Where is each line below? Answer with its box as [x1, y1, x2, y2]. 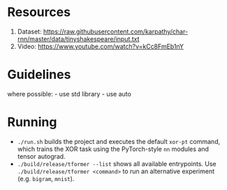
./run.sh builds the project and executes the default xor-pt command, [17, 137, 221, 145]
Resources [7, 4, 71, 20]
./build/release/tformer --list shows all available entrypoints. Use [17, 159, 217, 168]
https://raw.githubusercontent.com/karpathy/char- [43, 27, 189, 36]
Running [7, 115, 57, 130]
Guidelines [7, 67, 71, 82]
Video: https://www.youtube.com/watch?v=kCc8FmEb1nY [17, 42, 184, 50]
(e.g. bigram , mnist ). [17, 174, 75, 182]
